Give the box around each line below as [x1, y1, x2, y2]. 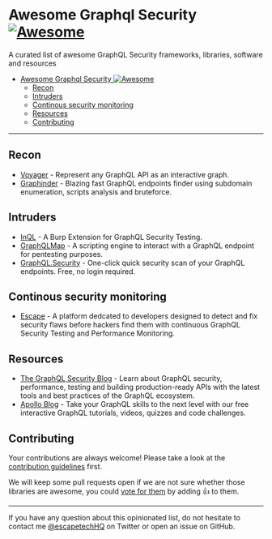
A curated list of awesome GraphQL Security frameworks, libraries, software [8, 49, 263, 59]
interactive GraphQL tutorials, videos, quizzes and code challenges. [19, 408, 246, 418]
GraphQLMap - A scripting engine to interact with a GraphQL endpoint [19, 241, 255, 250]
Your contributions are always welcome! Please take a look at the [8, 453, 226, 463]
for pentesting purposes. [19, 249, 104, 259]
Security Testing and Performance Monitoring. [19, 328, 176, 338]
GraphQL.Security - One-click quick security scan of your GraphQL [19, 258, 245, 267]
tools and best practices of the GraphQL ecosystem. [19, 391, 195, 400]
